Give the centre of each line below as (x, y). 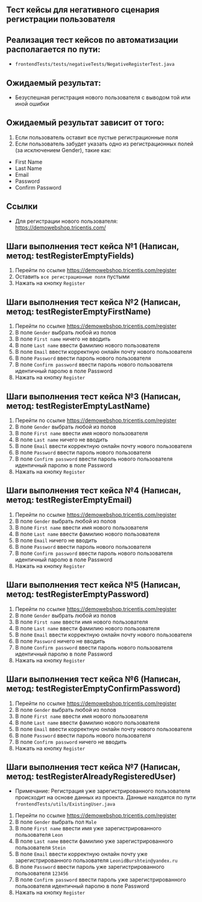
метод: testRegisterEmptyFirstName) (79, 311)
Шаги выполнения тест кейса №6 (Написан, (93, 680)
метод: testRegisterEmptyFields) (70, 256)
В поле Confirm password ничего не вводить (71, 741)
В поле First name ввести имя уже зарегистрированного (88, 828)
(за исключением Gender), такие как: (63, 150)
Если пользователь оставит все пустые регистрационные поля (96, 137)
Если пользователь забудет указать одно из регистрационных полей (104, 144)
